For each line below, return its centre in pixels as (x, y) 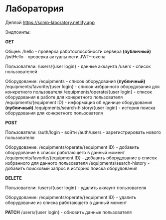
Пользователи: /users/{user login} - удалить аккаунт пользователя (76, 188)
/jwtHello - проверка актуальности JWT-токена (55, 56)
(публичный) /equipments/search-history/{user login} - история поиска (80, 108)
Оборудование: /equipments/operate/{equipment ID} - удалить (71, 197)
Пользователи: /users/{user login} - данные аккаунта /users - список (78, 66)
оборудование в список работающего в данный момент (65, 152)
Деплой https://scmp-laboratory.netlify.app (50, 22)
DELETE (13, 178)
